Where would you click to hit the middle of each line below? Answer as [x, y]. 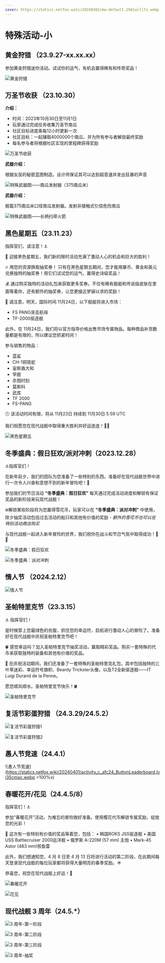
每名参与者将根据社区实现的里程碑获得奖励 [55, 143]
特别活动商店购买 [22, 524]
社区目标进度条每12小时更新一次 [45, 131]
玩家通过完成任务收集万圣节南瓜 [44, 125]
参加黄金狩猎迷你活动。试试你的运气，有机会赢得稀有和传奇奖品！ [72, 68]
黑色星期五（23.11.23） [41, 233]
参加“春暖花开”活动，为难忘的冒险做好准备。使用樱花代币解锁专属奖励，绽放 [82, 817]
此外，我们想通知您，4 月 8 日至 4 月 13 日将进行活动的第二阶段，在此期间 [80, 857]
